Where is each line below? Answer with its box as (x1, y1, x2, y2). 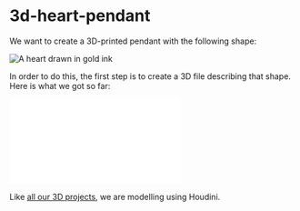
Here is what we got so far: (9, 80, 111, 91)
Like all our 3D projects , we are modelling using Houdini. (9, 191, 221, 202)
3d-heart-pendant (9, 5, 151, 26)
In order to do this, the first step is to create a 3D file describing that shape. (9, 70, 291, 82)
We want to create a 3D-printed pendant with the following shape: (9, 35, 257, 46)
